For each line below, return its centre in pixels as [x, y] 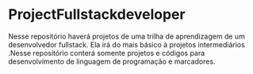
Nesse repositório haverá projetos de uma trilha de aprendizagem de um [127, 36]
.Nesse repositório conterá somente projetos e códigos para [107, 53]
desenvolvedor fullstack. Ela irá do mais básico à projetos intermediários [127, 44]
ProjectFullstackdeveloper [97, 15]
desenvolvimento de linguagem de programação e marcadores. [112, 61]
